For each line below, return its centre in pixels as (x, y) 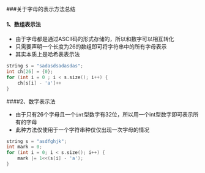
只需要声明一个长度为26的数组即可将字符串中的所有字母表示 (91, 47)
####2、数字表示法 (31, 101)
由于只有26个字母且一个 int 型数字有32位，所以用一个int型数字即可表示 (104, 114)
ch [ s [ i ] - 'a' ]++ (39, 83)
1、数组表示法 (24, 24)
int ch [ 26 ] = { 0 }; (30, 72)
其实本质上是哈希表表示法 (47, 55)
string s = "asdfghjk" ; (37, 141)
